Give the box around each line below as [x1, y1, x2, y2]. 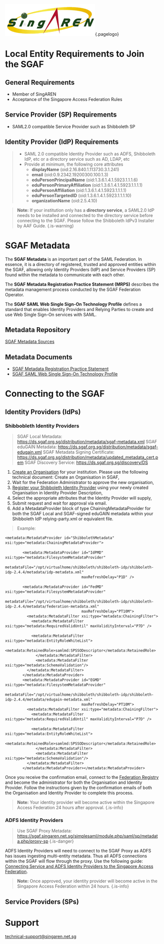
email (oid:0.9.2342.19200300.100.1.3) [31, 171, 109, 177]
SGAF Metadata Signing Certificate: [43, 449, 115, 455]
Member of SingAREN [12, 91, 57, 97]
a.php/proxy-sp [17, 838, 49, 844]
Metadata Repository [5, 325, 71, 334]
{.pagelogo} [95, 31, 119, 37]
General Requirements [5, 78, 75, 87]
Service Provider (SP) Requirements [5, 111, 117, 119]
